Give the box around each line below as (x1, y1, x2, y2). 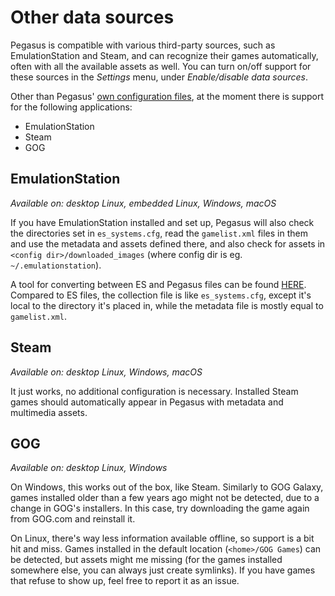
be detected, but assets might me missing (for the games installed (10, 554, 283, 566)
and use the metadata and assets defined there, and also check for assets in (10, 237, 326, 250)
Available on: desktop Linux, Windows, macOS (10, 366, 203, 378)
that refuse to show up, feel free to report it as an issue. (10, 575, 240, 587)
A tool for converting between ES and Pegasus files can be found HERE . (10, 278, 307, 290)
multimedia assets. (10, 406, 88, 418)
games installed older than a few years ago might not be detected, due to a (10, 492, 320, 504)
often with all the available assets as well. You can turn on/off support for (10, 60, 312, 72)
